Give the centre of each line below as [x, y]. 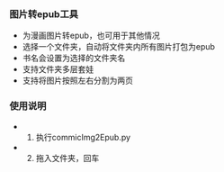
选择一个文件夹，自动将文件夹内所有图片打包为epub [119, 47]
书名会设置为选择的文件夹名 [74, 58]
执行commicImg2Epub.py [83, 137]
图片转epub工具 [44, 14]
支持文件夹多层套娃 [58, 69]
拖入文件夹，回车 [67, 158]
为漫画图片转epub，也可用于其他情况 [91, 36]
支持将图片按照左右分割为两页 [77, 81]
